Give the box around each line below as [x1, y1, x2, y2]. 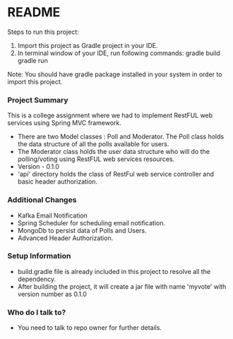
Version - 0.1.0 [17, 162, 60, 171]
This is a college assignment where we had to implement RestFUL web [7, 111, 213, 120]
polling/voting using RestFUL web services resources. [17, 155, 175, 163]
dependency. [17, 275, 56, 283]
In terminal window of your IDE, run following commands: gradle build [17, 49, 220, 57]
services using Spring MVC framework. [7, 119, 122, 127]
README [7, 4, 61, 20]
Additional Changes [7, 195, 77, 205]
